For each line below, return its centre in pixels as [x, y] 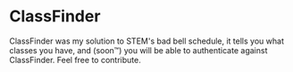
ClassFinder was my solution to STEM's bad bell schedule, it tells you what [146, 41]
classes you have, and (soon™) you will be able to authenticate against [138, 50]
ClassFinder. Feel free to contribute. [75, 60]
